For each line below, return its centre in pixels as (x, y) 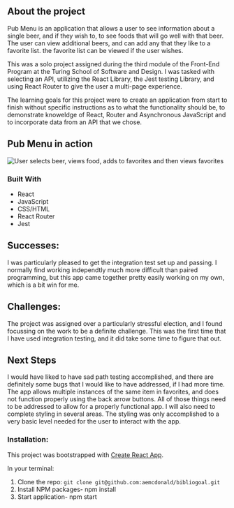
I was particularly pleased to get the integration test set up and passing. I (112, 262)
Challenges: (34, 307)
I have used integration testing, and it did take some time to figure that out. (115, 338)
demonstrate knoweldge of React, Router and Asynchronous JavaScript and (117, 114)
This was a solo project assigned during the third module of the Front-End (114, 64)
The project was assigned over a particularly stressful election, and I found (115, 323)
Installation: (28, 440)
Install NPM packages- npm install (67, 489)
